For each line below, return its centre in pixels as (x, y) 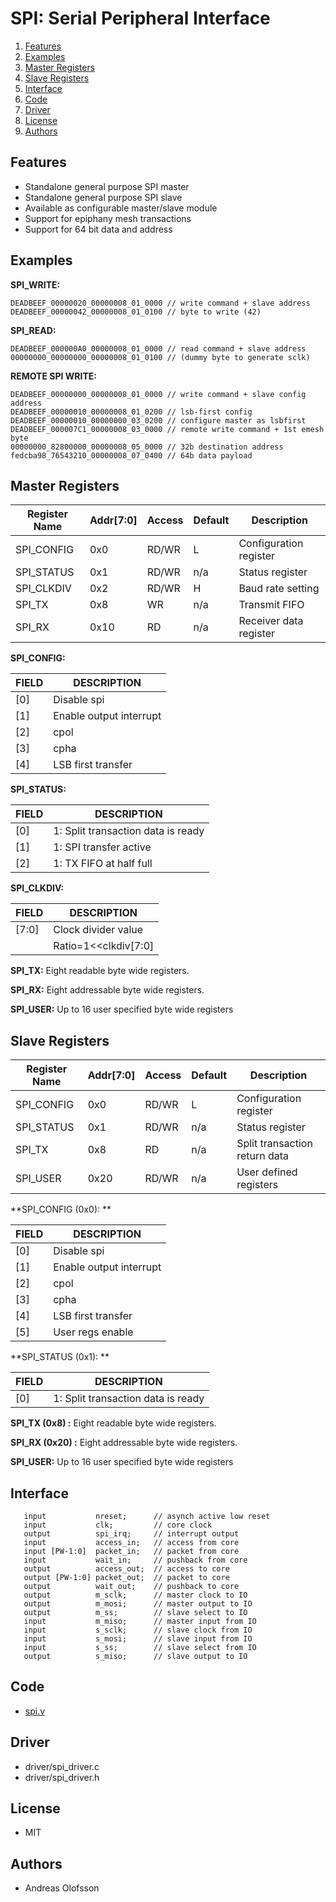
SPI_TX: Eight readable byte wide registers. (100, 971)
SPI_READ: (33, 330)
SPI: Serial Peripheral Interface (140, 18)
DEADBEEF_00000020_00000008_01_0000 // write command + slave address (160, 303)
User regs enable (93, 1332)
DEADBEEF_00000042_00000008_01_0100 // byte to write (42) (136, 312)
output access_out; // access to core (126, 1569)
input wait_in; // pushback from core (135, 1560)
